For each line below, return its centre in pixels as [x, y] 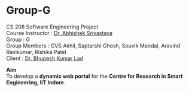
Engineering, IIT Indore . [36, 82]
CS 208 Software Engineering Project [52, 27]
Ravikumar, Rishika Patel [36, 52]
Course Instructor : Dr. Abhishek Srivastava [59, 33]
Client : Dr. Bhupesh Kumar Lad [45, 58]
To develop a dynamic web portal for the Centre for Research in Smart [94, 76]
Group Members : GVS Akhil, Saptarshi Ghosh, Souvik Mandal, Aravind [93, 46]
